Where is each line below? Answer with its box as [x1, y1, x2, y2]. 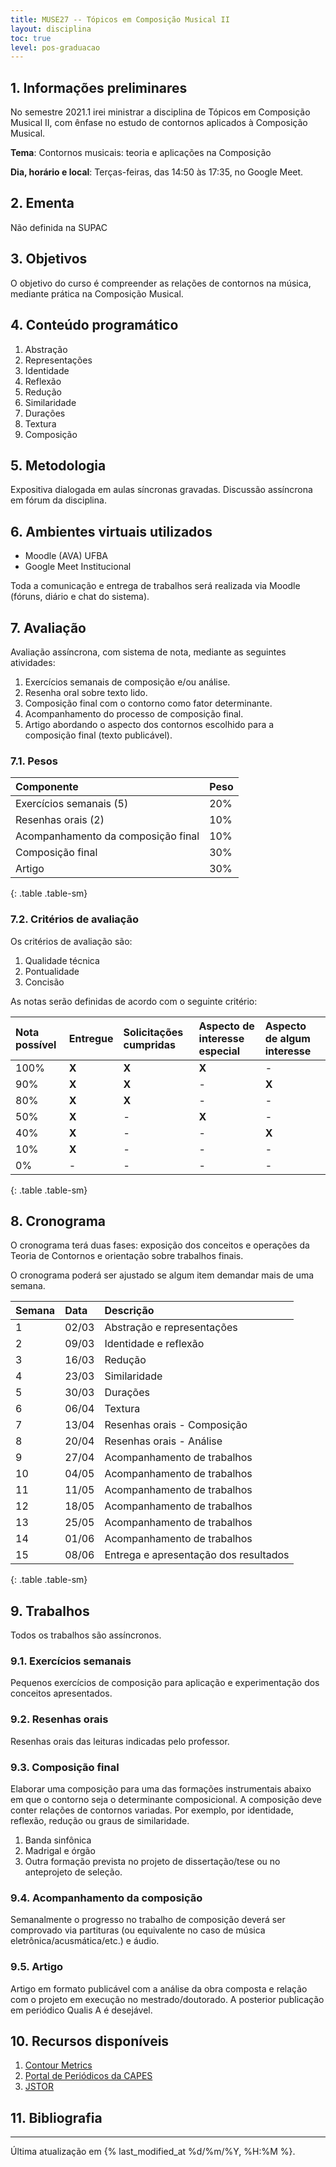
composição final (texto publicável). [24, 729, 173, 741]
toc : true [10, 33, 52, 43]
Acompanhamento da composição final [15, 829, 200, 843]
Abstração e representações [104, 1321, 238, 1335]
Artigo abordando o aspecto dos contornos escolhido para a [24, 718, 275, 730]
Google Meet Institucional [24, 561, 132, 573]
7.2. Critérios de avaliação [10, 912, 140, 926]
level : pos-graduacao [10, 42, 101, 53]
